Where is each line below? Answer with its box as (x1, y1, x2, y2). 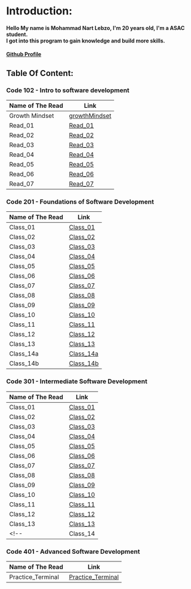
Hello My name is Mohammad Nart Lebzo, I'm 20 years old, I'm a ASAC (6, 24, 185, 31)
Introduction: (6, 4, 73, 18)
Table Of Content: (6, 68, 73, 78)
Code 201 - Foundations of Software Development (6, 198, 154, 206)
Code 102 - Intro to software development (6, 86, 130, 94)
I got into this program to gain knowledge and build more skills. (6, 37, 165, 44)
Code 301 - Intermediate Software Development (6, 377, 147, 385)
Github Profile (6, 51, 42, 58)
